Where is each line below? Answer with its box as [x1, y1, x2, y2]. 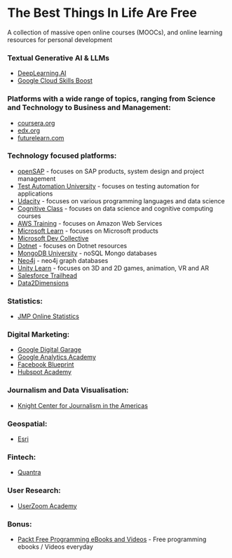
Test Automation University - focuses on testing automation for [17, 182, 200, 190]
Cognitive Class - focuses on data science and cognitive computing [17, 204, 214, 212]
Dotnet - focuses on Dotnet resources [17, 241, 128, 250]
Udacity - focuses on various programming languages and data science [17, 196, 226, 205]
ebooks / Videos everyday [17, 542, 93, 551]
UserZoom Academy [17, 501, 77, 510]
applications [17, 189, 53, 198]
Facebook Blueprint [17, 360, 74, 369]
